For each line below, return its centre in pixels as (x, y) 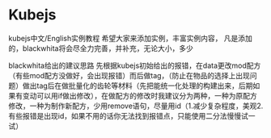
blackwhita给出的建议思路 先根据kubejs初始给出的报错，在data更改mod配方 (135, 65)
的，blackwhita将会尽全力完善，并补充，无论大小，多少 (101, 48)
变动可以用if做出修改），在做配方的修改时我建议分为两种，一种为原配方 (140, 95)
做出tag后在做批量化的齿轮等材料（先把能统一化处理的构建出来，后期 (138, 86)
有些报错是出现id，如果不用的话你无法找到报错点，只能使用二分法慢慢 (125, 115)
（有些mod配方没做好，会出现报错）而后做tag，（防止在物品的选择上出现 (129, 75)
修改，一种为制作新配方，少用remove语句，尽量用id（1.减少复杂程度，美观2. (136, 106)
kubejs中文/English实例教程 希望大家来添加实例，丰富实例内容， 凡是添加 (131, 38)
